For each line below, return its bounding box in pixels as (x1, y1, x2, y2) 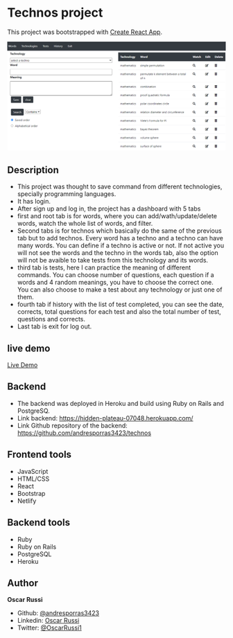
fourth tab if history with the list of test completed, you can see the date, (17, 300, 224, 309)
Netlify (17, 497, 37, 505)
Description (7, 164, 59, 176)
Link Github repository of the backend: (17, 421, 128, 429)
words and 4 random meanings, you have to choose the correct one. (17, 278, 214, 287)
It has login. (17, 197, 51, 206)
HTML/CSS (17, 475, 50, 483)
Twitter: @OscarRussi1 (17, 623, 82, 632)
